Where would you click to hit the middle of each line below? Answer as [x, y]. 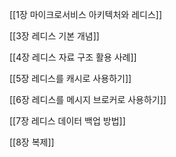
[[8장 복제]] [32, 142]
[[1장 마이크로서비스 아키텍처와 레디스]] [86, 14]
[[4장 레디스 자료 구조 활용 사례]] [73, 57]
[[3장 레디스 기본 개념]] [54, 36]
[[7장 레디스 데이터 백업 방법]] [67, 121]
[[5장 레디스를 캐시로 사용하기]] [70, 78]
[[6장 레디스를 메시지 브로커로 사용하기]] [88, 99]
